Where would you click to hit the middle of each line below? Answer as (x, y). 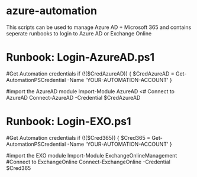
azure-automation (52, 11)
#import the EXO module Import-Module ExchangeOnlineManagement (92, 155)
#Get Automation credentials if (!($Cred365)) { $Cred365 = (78, 137)
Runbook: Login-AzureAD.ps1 (80, 58)
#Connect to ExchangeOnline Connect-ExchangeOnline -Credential (88, 162)
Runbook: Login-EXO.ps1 (69, 122)
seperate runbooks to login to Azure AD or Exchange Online (79, 33)
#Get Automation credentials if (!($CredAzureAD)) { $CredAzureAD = (90, 73)
